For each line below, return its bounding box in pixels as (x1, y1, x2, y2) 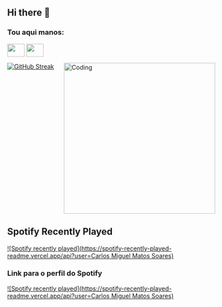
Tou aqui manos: (7, 28, 64, 37)
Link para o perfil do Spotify (7, 268, 102, 278)
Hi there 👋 (7, 7, 50, 19)
